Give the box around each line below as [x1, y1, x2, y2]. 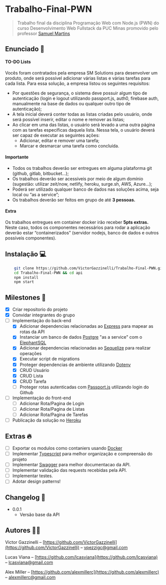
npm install [14, 275, 39, 280]
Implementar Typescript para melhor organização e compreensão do [12, 451, 153, 456]
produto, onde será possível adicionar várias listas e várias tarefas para [5, 75, 151, 81]
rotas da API [19, 329, 45, 335]
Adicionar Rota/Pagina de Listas [19, 406, 85, 412]
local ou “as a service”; [12, 191, 59, 197]
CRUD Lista [19, 372, 43, 378]
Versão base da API [19, 512, 60, 517]
